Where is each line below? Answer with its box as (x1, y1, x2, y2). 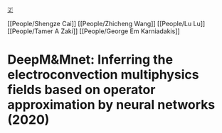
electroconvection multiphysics (7, 66, 199, 83)
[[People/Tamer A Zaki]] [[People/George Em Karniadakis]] (7, 27, 180, 35)
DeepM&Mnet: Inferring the (7, 52, 173, 68)
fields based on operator (7, 82, 156, 98)
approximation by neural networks (7, 97, 216, 113)
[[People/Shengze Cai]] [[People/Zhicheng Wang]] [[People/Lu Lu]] (7, 20, 206, 28)
